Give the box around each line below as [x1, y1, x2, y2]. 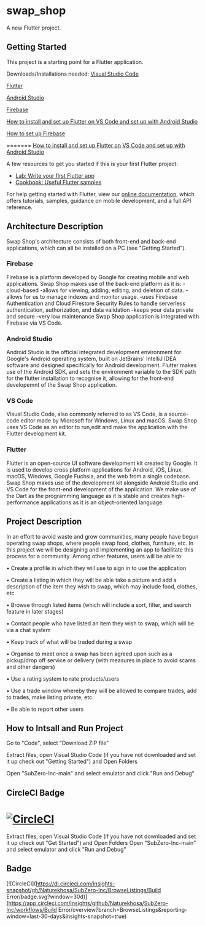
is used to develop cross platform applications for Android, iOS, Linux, [6, 465, 183, 473]
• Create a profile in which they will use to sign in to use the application [6, 564, 187, 572]
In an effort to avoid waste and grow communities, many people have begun [6, 532, 199, 540]
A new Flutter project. [6, 24, 61, 31]
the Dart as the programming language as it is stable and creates [6, 492, 171, 499]
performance [6, 499, 40, 506]
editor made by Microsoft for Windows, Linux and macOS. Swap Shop [20, 417, 198, 424]
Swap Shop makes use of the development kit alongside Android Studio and [6, 479, 199, 486]
